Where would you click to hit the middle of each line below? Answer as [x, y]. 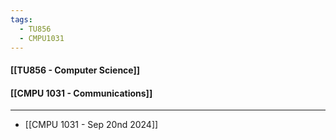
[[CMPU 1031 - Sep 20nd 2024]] [91, 125]
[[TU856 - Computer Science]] [75, 70]
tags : [21, 19]
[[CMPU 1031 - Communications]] [81, 93]
